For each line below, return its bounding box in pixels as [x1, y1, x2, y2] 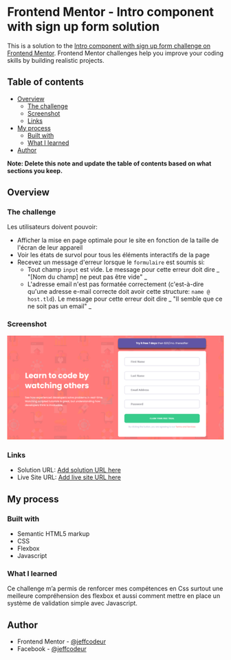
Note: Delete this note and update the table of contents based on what [7, 159, 212, 168]
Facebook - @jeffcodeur [16, 645, 87, 652]
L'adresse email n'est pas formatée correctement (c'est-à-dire [27, 280, 204, 288]
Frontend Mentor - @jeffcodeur [16, 637, 107, 646]
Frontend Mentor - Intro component [7, 4, 214, 20]
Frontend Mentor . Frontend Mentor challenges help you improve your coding [7, 49, 224, 57]
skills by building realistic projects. [7, 56, 104, 64]
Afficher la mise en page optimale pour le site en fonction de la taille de [16, 236, 219, 245]
